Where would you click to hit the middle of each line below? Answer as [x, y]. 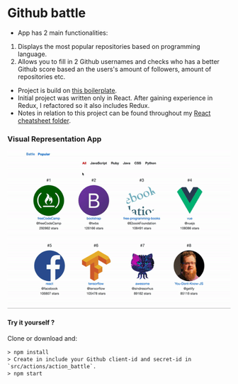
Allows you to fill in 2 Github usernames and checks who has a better [118, 61]
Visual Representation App [55, 138]
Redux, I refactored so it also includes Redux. [84, 105]
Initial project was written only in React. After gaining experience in [115, 98]
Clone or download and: [42, 338]
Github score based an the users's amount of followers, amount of [114, 69]
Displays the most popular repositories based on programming [109, 46]
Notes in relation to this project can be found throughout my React [114, 113]
